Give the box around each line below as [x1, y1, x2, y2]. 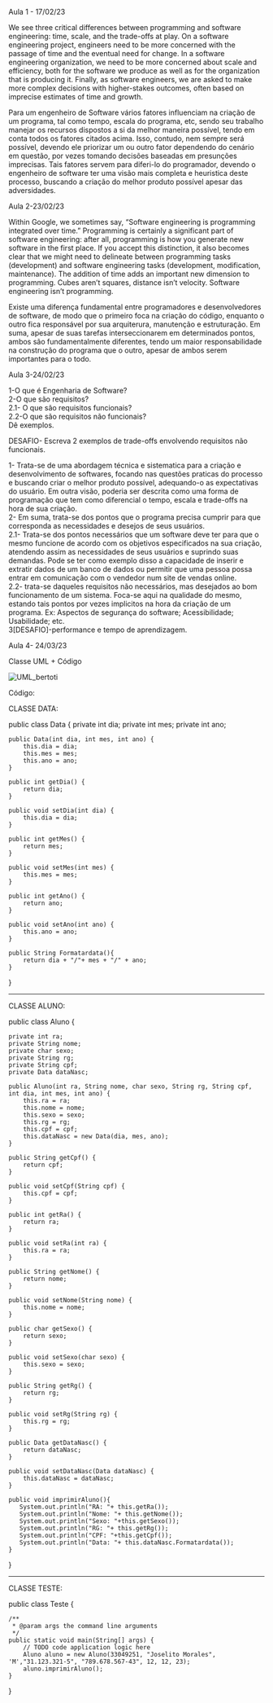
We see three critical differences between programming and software [8, 23, 241, 32]
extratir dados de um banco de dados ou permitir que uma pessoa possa [8, 564, 253, 573]
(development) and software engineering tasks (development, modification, [8, 261, 262, 270]
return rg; [23, 1389, 60, 1397]
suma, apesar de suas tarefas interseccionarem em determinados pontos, [8, 328, 256, 337]
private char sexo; [8, 1047, 75, 1055]
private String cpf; [8, 1061, 79, 1069]
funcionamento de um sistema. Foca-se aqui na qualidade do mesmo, [8, 590, 242, 599]
